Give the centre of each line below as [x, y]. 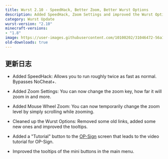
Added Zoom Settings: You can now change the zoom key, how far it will [87, 91]
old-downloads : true [27, 42]
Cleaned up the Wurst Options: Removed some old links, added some [84, 121]
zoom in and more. [32, 96]
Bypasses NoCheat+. [34, 81]
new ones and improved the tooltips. [50, 126]
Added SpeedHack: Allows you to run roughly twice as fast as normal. [84, 76]
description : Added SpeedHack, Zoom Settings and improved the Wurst [79, 14]
